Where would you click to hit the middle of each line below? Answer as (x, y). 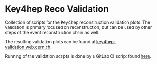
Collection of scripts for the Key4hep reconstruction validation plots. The (78, 22)
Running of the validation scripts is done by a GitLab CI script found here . (78, 56)
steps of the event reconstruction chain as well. (52, 32)
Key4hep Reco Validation (57, 9)
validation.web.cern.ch (28, 47)
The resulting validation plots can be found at (50, 41)
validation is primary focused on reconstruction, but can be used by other (78, 27)
